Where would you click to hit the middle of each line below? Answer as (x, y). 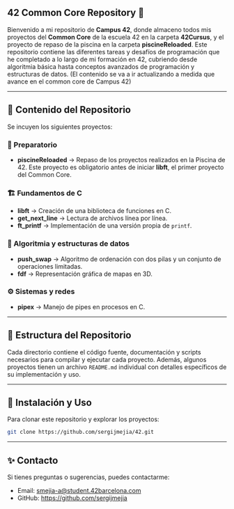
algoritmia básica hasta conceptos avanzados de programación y (101, 66)
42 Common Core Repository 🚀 (76, 13)
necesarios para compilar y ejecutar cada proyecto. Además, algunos (107, 359)
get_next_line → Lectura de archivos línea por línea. (92, 218)
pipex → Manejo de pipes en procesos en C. (81, 306)
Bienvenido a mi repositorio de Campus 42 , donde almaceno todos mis (109, 29)
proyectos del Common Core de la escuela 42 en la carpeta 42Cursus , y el (116, 37)
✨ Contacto (33, 460)
